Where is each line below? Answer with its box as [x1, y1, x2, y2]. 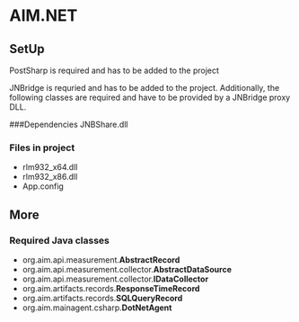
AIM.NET [9, 5, 78, 26]
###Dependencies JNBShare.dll [9, 119, 128, 130]
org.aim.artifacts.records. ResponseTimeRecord [22, 282, 200, 293]
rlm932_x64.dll [22, 162, 78, 173]
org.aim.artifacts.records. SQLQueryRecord [22, 292, 183, 303]
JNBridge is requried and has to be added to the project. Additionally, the [9, 83, 280, 93]
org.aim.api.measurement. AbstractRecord [22, 254, 180, 265]
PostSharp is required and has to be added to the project [9, 65, 220, 76]
